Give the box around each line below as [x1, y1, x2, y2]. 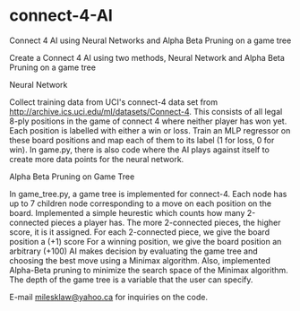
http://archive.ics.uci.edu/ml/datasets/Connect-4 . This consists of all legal [9, 106, 283, 117]
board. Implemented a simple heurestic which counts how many [9, 207, 245, 218]
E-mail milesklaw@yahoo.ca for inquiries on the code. [9, 291, 209, 302]
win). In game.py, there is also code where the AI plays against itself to [9, 144, 270, 155]
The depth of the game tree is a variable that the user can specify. [9, 274, 253, 285]
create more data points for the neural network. [9, 153, 184, 164]
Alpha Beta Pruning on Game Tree [9, 171, 135, 182]
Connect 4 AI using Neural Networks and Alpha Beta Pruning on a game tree [9, 35, 292, 46]
